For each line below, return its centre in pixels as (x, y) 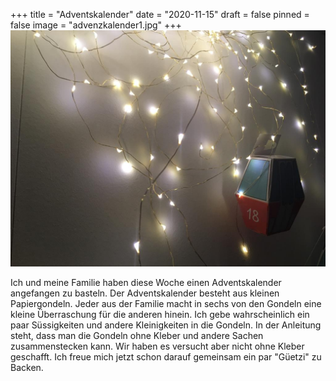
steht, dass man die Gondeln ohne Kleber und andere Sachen (137, 335)
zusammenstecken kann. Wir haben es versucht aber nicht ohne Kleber (157, 346)
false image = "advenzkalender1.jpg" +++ (96, 25)
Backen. (27, 367)
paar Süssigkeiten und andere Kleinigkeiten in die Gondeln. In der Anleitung (166, 325)
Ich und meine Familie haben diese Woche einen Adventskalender (146, 282)
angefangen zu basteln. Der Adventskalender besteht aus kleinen (145, 293)
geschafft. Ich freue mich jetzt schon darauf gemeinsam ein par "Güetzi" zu (166, 357)
